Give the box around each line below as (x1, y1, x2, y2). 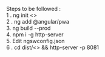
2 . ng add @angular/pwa (6, 18, 70, 25)
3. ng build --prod (6, 24, 51, 32)
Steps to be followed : (6, 5, 61, 12)
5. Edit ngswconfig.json (6, 38, 65, 44)
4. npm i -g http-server (6, 31, 64, 38)
